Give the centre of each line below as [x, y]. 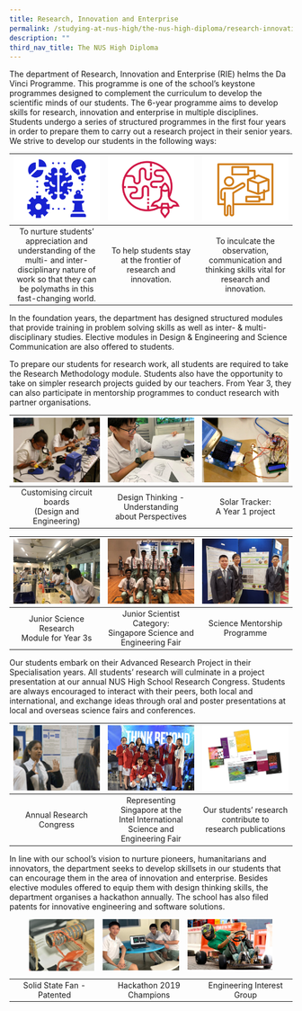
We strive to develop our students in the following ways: [113, 141]
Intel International [151, 819]
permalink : [30, 28]
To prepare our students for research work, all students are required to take [149, 364]
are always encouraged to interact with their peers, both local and [131, 691]
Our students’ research [245, 810]
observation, [245, 250]
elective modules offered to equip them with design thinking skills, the [139, 887]
